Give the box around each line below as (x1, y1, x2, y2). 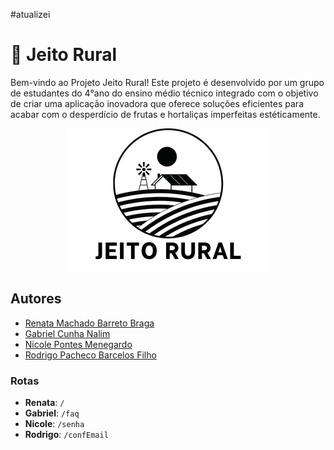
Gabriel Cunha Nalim (24, 327, 111, 339)
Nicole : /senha (24, 418, 85, 430)
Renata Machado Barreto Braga (24, 317, 155, 329)
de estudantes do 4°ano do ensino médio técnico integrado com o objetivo (10, 87, 319, 99)
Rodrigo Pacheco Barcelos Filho (24, 349, 157, 361)
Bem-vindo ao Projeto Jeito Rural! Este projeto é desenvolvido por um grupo (10, 76, 325, 88)
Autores (10, 290, 62, 308)
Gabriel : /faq (24, 407, 80, 419)
